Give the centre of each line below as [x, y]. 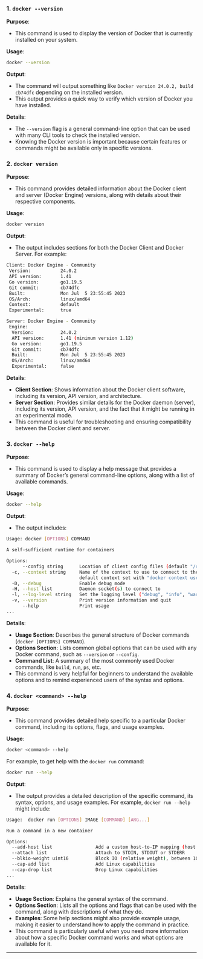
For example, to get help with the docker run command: [76, 761]
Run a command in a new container [50, 831]
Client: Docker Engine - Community [51, 265]
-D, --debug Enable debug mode [69, 583]
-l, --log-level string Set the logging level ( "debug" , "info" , [98, 595]
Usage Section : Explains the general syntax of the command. [91, 898]
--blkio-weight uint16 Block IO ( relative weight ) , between [101, 858]
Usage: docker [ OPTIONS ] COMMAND [48, 539]
